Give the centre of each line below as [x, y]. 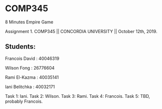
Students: [20, 47]
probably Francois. [24, 101]
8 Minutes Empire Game [29, 22]
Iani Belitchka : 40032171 [30, 87]
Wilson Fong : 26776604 [30, 68]
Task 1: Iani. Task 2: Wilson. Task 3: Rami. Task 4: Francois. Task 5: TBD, [78, 96]
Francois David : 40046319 [32, 58]
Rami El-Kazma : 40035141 [32, 77]
